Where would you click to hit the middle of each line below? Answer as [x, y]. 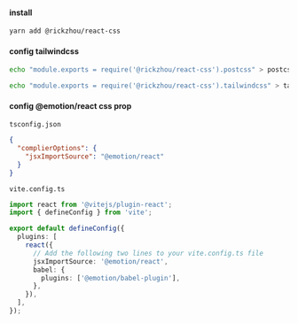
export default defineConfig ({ [67, 229]
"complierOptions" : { [57, 149]
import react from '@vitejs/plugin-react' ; [91, 204]
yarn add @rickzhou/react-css [65, 31]
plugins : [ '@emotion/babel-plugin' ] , [110, 278]
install [21, 12]
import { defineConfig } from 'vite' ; [81, 212]
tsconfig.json [35, 125]
